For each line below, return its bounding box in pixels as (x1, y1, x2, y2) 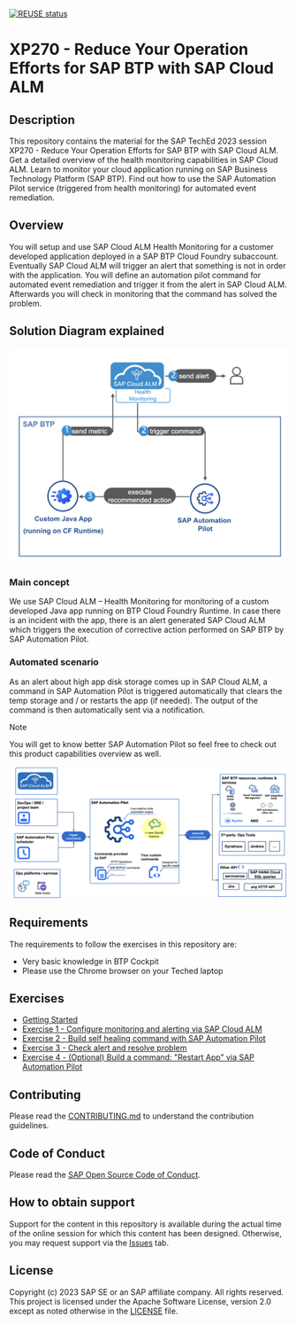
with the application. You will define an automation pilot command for (9, 269, 262, 280)
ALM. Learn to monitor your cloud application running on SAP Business (9, 164, 268, 175)
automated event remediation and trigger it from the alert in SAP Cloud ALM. (9, 279, 287, 290)
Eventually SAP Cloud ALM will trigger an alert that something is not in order (9, 260, 286, 270)
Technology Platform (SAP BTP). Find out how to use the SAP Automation (9, 174, 277, 183)
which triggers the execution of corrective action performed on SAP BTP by (9, 625, 285, 635)
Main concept (9, 576, 70, 588)
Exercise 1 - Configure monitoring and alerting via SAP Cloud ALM (21, 1024, 262, 1034)
